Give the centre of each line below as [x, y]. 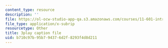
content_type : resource [30, 10]
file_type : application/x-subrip [40, 24]
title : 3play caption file [33, 33]
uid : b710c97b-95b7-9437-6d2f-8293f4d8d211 [51, 38]
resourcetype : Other [27, 28]
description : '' [22, 14]
